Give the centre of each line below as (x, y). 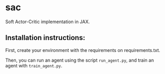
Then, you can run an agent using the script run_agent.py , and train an (80, 60)
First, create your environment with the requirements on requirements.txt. (83, 50)
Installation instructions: (45, 38)
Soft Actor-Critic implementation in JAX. (48, 22)
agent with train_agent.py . (34, 65)
